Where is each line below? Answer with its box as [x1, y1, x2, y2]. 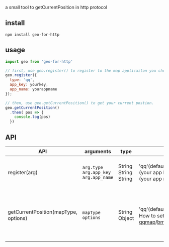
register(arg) [8, 169, 38, 176]
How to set [139, 212, 164, 219]
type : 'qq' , [10, 77, 35, 82]
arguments [84, 148, 112, 155]
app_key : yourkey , [10, 82, 49, 87]
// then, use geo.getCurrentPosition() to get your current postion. [5, 100, 154, 105]
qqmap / [139, 218, 157, 225]
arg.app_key [82, 169, 111, 175]
